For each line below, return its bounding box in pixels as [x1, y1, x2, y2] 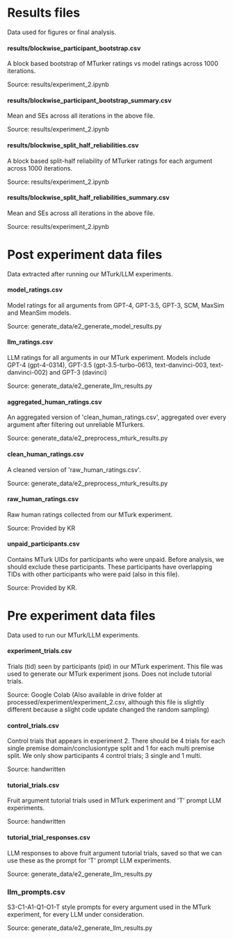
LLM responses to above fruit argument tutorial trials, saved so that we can [7, 849, 223, 857]
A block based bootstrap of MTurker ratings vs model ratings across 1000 [7, 59, 218, 68]
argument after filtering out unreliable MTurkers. [7, 420, 145, 429]
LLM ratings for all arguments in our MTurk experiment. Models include [7, 354, 211, 362]
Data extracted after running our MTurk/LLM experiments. [7, 269, 173, 278]
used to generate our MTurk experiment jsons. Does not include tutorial [7, 670, 212, 678]
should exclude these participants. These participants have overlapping [7, 562, 212, 571]
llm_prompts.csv [7, 887, 66, 897]
